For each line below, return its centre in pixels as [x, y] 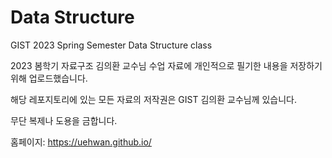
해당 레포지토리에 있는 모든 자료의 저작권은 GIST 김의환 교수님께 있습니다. [154, 99]
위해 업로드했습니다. [49, 78]
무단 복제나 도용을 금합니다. [64, 120]
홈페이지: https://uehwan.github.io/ [81, 142]
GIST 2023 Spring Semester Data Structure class [111, 45]
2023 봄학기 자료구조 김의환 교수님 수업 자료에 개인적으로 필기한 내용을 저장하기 [166, 65]
